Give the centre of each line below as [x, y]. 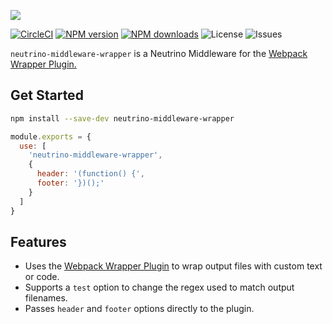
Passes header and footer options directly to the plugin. [139, 309]
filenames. [46, 298]
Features [38, 241]
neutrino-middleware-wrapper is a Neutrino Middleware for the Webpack [159, 53]
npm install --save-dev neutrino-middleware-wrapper [122, 118]
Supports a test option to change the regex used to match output [159, 287]
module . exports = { [51, 136]
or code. [42, 277]
